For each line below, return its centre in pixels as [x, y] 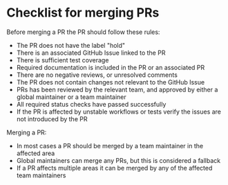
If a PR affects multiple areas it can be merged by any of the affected [114, 168]
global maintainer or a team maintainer [71, 97]
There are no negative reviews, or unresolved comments [97, 75]
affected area [36, 153]
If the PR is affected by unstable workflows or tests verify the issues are [119, 112]
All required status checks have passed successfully [91, 104]
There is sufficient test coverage [63, 60]
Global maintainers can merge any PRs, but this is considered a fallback [118, 160]
